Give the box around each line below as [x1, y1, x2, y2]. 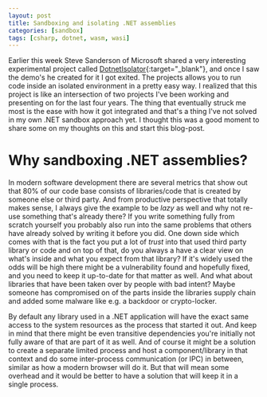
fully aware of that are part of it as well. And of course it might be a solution [8, 337, 257, 347]
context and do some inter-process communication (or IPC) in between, [8, 354, 245, 364]
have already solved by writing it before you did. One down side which [8, 229, 240, 238]
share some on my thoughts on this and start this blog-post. [8, 124, 206, 133]
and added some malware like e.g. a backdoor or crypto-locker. [8, 297, 218, 306]
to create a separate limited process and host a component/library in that [8, 346, 249, 356]
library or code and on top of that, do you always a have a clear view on [8, 246, 244, 255]
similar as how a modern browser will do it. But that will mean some [8, 363, 230, 372]
